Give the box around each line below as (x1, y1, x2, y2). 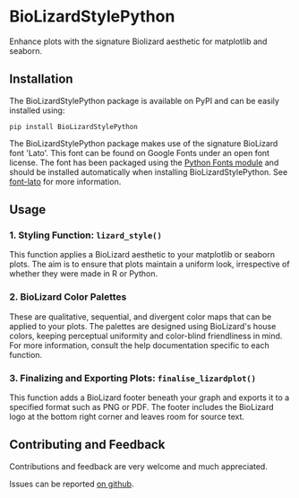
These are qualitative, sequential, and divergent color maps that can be (9, 311, 272, 322)
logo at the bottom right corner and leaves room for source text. (9, 411, 244, 423)
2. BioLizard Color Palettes (9, 291, 127, 303)
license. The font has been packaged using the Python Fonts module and (9, 157, 279, 168)
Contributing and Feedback (9, 437, 166, 452)
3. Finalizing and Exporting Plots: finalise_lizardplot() (9, 371, 257, 384)
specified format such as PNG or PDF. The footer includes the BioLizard (9, 402, 275, 413)
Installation (9, 72, 73, 87)
